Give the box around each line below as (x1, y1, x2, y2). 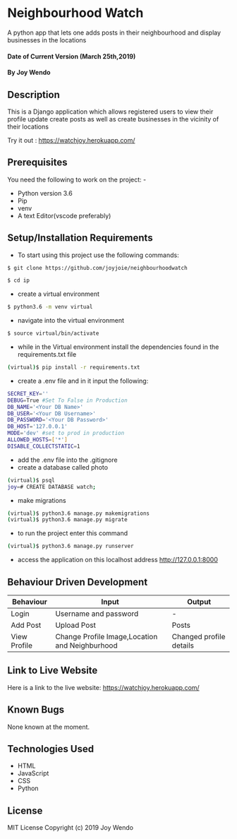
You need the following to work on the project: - (7, 175, 147, 184)
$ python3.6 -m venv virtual (7, 304, 93, 311)
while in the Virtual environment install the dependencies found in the (17, 343, 219, 351)
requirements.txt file (17, 350, 77, 359)
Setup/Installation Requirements (7, 232, 153, 244)
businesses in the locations (7, 35, 87, 44)
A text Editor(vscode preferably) (17, 211, 111, 220)
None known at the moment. (7, 722, 90, 731)
